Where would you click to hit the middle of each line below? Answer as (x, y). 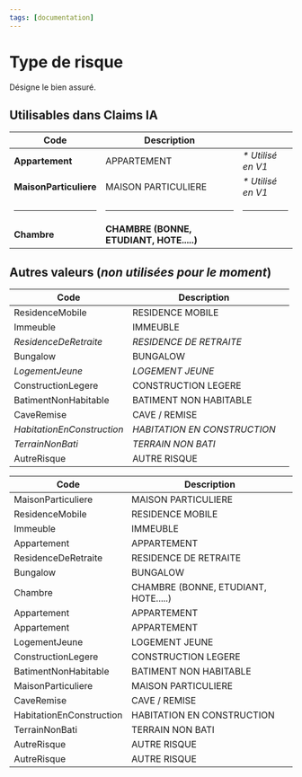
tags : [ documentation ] (52, 18)
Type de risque (67, 62)
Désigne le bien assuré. (53, 87)
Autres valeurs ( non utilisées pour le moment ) (141, 272)
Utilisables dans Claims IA (84, 115)
